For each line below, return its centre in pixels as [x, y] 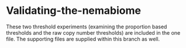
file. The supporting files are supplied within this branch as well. [83, 39]
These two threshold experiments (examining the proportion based [87, 27]
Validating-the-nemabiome [74, 11]
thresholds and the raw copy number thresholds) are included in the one [93, 32]
